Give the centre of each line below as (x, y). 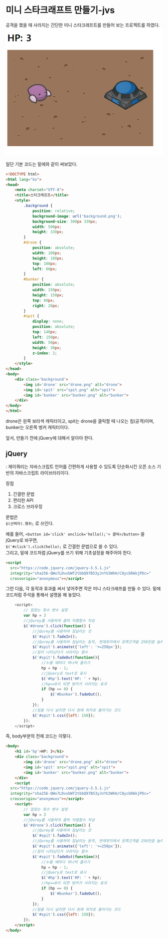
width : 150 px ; (47, 290)
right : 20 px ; (46, 306)
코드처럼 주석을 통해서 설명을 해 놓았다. (44, 595)
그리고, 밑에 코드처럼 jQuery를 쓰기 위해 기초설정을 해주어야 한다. (69, 552)
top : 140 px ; (45, 332)
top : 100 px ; (45, 263)
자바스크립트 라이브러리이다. (42, 472)
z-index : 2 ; (45, 353)
